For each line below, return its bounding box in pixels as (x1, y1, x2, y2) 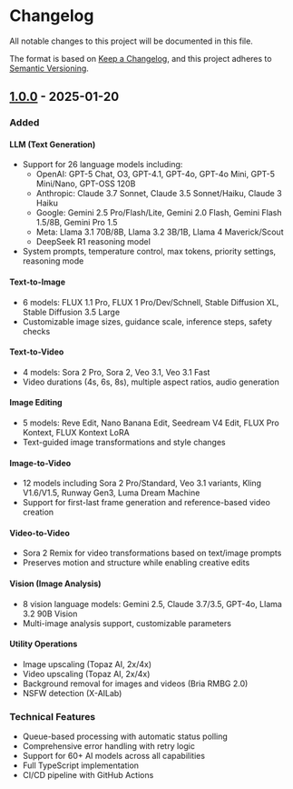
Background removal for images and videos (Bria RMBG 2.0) (22, 678, 249, 689)
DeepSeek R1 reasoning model (35, 236, 151, 247)
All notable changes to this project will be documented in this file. (9, 35, 254, 46)
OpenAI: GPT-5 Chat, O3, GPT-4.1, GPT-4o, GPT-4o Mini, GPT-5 (35, 169, 275, 180)
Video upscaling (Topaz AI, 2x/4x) (22, 668, 151, 679)
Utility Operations (9, 638, 78, 650)
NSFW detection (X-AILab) (22, 687, 122, 698)
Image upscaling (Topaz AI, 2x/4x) (22, 658, 152, 669)
